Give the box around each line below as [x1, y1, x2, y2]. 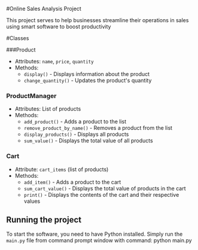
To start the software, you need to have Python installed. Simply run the [6, 230, 183, 238]
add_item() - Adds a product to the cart [23, 178, 121, 185]
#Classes [6, 35, 29, 41]
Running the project [6, 215, 82, 225]
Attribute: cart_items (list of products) [14, 166, 109, 173]
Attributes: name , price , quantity [14, 58, 94, 65]
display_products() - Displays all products [23, 131, 129, 138]
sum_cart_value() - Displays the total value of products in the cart [23, 185, 186, 192]
